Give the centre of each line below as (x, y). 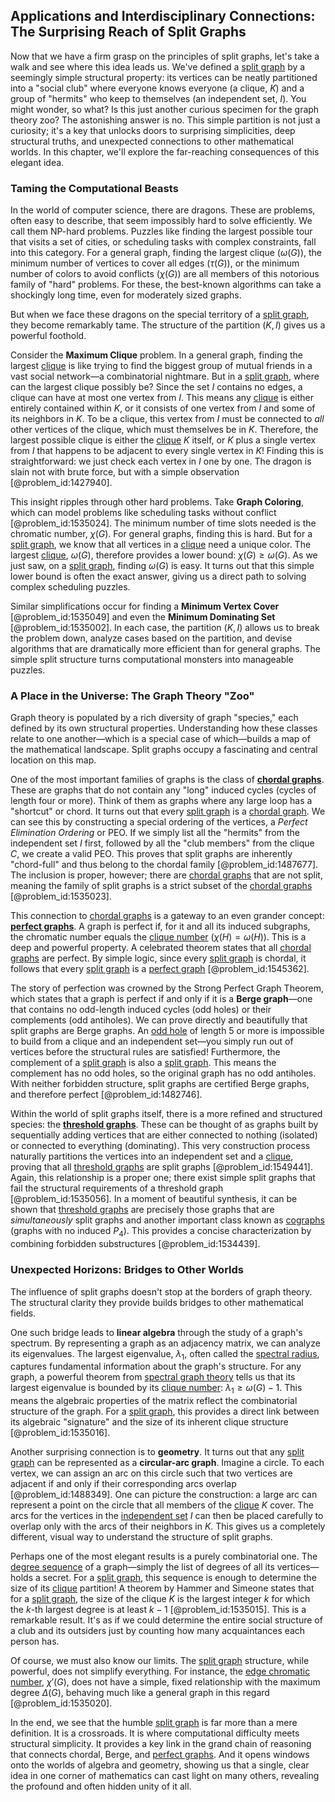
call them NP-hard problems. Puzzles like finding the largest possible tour (161, 231)
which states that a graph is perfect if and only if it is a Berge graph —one (161, 999)
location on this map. (53, 760)
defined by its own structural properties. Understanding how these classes (164, 728)
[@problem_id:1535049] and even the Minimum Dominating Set (143, 617)
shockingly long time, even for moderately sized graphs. (126, 295)
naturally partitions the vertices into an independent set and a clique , (152, 1156)
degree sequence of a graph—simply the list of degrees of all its (142, 1567)
